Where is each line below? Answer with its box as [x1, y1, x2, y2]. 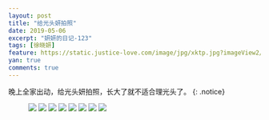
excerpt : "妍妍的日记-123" [8, 34, 92, 42]
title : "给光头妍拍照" [8, 19, 77, 27]
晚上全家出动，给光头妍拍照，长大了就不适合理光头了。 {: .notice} [8, 86, 226, 96]
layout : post [8, 11, 52, 20]
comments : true [8, 64, 59, 72]
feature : [8, 49, 38, 57]
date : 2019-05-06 [8, 26, 66, 34]
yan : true [8, 57, 42, 65]
